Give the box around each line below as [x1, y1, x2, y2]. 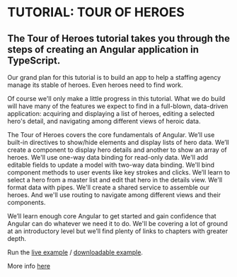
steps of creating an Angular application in [7, 43, 200, 55]
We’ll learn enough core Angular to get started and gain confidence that [7, 212, 217, 220]
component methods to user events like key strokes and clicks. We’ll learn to [7, 168, 231, 177]
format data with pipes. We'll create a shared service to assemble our [7, 183, 210, 191]
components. [7, 199, 46, 206]
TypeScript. [7, 54, 61, 66]
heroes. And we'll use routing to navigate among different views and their [7, 191, 221, 199]
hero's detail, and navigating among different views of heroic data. [7, 117, 201, 125]
